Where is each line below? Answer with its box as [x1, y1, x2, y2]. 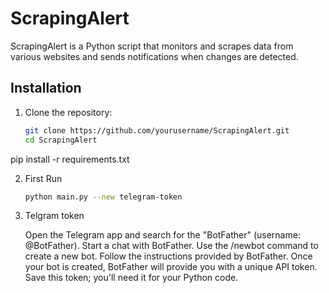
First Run [24, 172, 63, 184]
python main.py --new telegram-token [24, 192, 183, 202]
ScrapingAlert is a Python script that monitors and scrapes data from [10, 40, 294, 52]
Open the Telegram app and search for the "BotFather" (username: [24, 229, 301, 241]
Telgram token [24, 210, 85, 222]
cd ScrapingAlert [24, 135, 98, 145]
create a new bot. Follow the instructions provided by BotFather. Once [24, 250, 313, 262]
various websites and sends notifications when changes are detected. [10, 50, 299, 62]
